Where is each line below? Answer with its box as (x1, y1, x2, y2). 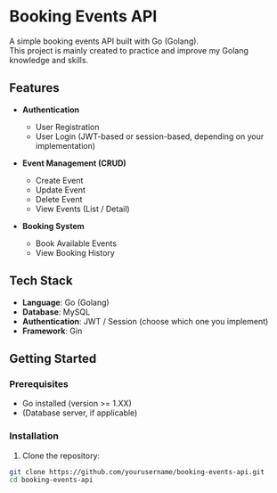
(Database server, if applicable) (21, 407, 138, 418)
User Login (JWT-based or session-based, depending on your (35, 131, 265, 142)
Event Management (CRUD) (21, 158, 126, 168)
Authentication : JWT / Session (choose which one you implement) (21, 316, 269, 326)
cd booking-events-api (9, 475, 94, 485)
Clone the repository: (21, 450, 101, 461)
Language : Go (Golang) (21, 297, 110, 308)
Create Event (35, 175, 84, 185)
